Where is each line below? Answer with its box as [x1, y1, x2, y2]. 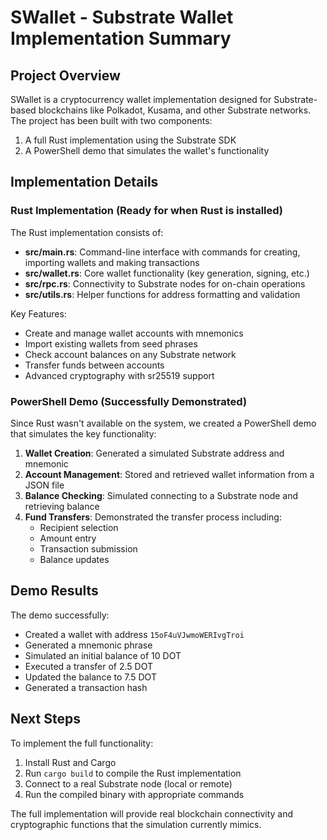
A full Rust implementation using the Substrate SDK [24, 134, 237, 146]
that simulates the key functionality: [10, 427, 157, 440]
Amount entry [39, 532, 97, 544]
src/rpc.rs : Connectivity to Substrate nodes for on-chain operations [24, 277, 306, 290]
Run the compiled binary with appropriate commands [24, 788, 245, 800]
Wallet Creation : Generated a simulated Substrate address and [24, 447, 285, 459]
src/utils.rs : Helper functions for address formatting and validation [24, 288, 301, 300]
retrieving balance [24, 500, 100, 512]
